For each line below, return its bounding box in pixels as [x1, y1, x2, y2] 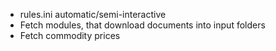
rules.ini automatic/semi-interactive [19, 9, 167, 20]
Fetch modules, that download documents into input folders [19, 19, 266, 31]
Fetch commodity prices [19, 30, 121, 41]
